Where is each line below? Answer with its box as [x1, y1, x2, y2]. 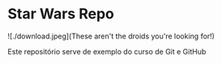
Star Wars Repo [7, 5, 114, 23]
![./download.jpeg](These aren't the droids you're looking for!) [7, 31, 216, 41]
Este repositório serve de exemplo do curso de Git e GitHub [7, 46, 207, 56]
